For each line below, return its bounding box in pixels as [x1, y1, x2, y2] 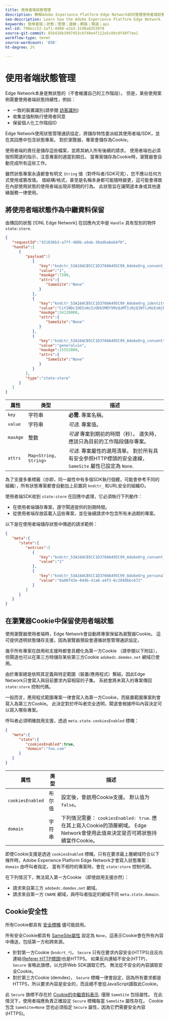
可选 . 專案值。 [68, 421, 102, 428]
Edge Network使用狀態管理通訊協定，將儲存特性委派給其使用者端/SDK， [5, 130, 156, 136]
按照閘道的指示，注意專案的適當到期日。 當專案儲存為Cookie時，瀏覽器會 [5, 153, 158, 160]
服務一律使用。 [9, 189, 41, 195]
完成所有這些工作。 [9, 160, 49, 166]
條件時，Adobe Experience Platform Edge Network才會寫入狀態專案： [5, 857, 150, 863]
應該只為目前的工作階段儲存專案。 [68, 438, 149, 445]
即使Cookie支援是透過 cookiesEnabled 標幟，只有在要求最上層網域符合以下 [5, 851, 160, 857]
